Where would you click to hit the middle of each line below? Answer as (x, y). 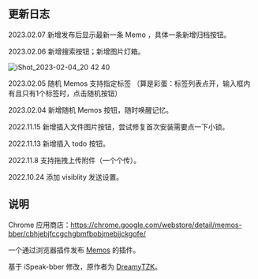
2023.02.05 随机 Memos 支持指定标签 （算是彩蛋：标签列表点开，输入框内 (129, 83)
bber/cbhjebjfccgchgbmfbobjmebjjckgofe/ (77, 233)
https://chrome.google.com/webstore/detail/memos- (156, 225)
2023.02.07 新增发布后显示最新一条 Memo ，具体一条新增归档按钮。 (120, 35)
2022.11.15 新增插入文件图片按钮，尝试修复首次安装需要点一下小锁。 (119, 126)
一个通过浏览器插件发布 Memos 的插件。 (74, 250)
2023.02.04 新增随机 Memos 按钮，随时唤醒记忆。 (91, 110)
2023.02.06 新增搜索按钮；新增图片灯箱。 (77, 51)
